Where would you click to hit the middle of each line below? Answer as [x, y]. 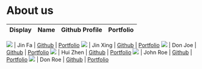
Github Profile [81, 30]
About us [30, 11]
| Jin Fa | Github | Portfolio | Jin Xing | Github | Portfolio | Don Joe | [105, 45]
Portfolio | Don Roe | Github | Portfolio [57, 59]
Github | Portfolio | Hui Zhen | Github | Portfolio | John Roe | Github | [99, 52]
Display [20, 30]
